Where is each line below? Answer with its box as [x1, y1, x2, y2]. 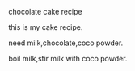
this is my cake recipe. [8, 23, 83, 31]
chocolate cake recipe [8, 7, 82, 16]
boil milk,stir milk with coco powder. [8, 54, 128, 63]
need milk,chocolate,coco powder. [8, 38, 124, 48]
